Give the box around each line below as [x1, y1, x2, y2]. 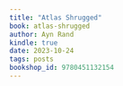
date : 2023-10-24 [9, 47, 75, 56]
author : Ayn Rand [9, 30, 75, 39]
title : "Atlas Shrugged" [9, 13, 102, 22]
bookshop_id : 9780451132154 [9, 64, 115, 73]
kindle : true [9, 38, 58, 47]
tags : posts [9, 55, 54, 64]
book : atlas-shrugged [9, 21, 91, 30]
